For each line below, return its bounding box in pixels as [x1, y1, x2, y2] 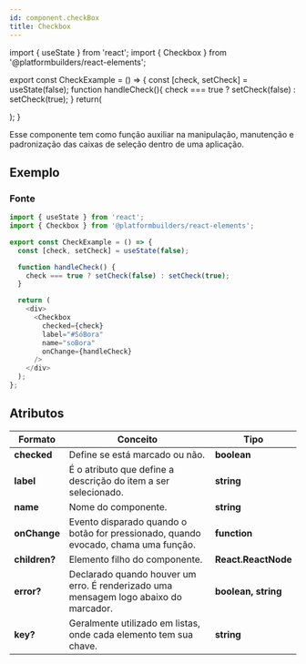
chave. [68, 639, 98, 652]
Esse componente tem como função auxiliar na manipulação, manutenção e [9, 128, 294, 139]
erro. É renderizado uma [68, 579, 173, 592]
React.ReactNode [214, 553, 292, 566]
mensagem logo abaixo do [68, 590, 182, 603]
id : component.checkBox [9, 13, 100, 23]
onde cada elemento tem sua [68, 628, 194, 640]
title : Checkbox [9, 22, 71, 31]
